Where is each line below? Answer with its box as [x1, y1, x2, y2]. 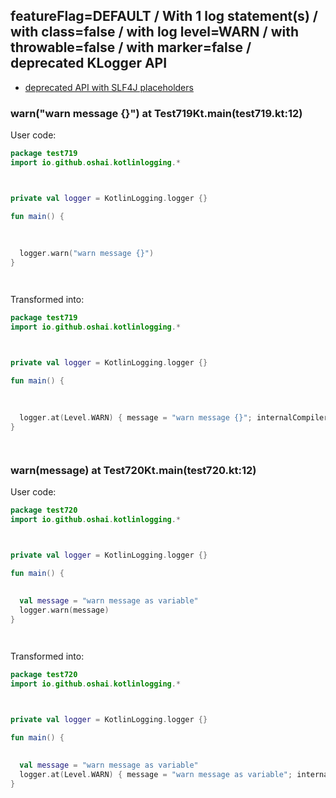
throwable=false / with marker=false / [10, 39, 252, 56]
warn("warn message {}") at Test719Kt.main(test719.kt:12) [10, 106, 303, 120]
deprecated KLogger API [10, 55, 168, 72]
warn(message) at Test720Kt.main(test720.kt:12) [10, 463, 257, 477]
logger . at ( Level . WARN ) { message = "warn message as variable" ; [19, 770, 293, 780]
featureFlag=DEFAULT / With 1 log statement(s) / [10, 8, 318, 25]
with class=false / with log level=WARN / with [10, 24, 300, 41]
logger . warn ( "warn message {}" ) [19, 249, 155, 259]
